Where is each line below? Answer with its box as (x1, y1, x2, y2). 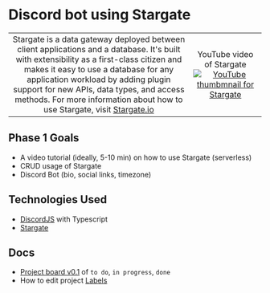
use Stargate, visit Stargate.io (43, 104, 154, 115)
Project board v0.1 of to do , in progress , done (19, 267, 171, 277)
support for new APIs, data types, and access (13, 83, 185, 95)
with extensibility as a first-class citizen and (15, 54, 182, 65)
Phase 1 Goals (8, 131, 80, 145)
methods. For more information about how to (14, 94, 183, 105)
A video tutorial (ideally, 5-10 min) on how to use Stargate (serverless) (19, 153, 252, 162)
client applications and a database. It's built (17, 43, 181, 55)
